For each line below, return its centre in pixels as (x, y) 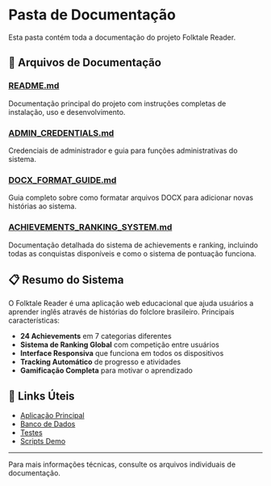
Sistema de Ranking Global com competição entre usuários (119, 344)
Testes (31, 433)
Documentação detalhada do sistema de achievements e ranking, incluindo (133, 245)
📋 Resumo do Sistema (66, 279)
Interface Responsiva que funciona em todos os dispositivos (122, 353)
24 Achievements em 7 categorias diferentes (96, 336)
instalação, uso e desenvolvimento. (67, 112)
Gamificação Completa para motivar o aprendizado (106, 370)
